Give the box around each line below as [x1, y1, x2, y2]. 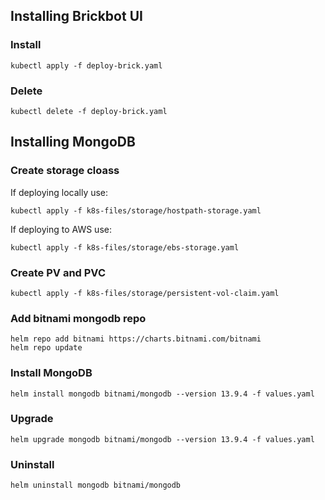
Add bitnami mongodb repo [10, 311, 147, 325]
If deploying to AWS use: [10, 223, 112, 235]
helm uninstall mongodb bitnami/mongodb [10, 480, 182, 491]
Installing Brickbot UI [10, 8, 143, 25]
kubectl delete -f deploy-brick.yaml [10, 106, 168, 116]
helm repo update [10, 343, 83, 353]
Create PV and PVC [10, 265, 107, 279]
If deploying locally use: [10, 186, 109, 198]
